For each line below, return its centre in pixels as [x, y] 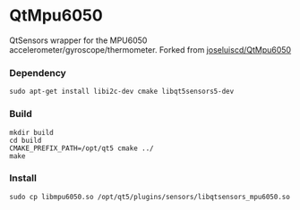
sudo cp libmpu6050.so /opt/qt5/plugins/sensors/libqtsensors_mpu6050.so [150, 197]
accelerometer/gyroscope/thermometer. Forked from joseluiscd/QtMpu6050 [150, 49]
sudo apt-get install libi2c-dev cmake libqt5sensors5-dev [122, 92]
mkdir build [31, 132]
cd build [26, 140]
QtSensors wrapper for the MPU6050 [78, 40]
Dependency [38, 72]
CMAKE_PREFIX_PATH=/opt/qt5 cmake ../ [81, 148]
